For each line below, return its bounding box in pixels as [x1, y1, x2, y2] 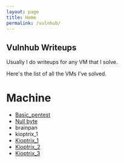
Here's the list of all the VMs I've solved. [6, 70, 107, 77]
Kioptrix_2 [15, 143, 41, 151]
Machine [6, 91, 51, 105]
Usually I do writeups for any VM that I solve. [6, 59, 118, 66]
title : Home [6, 14, 36, 21]
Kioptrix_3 [15, 150, 41, 157]
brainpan [15, 124, 38, 132]
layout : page [6, 8, 39, 15]
